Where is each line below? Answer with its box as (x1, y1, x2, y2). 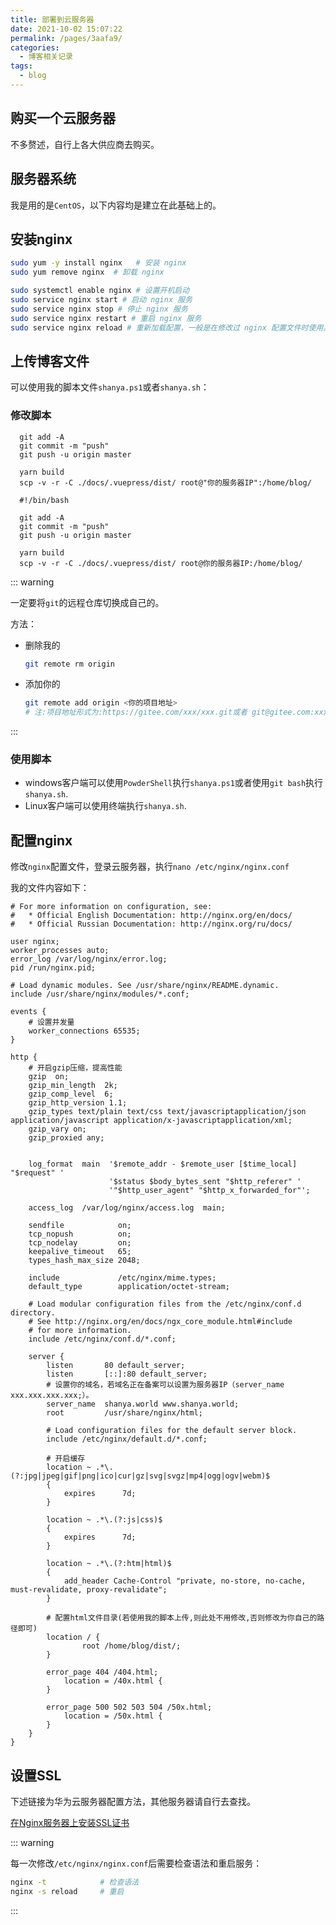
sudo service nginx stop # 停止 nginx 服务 (10, 304, 188, 314)
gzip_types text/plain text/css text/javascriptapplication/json (28, 1107, 307, 1117)
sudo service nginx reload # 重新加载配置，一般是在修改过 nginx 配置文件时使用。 (10, 322, 332, 333)
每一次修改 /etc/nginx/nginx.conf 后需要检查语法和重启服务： (10, 1857, 263, 1870)
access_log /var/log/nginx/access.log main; (28, 1203, 226, 1213)
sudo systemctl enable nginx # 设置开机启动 (10, 286, 190, 296)
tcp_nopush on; (28, 1229, 132, 1240)
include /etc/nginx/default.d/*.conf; (46, 1434, 208, 1445)
